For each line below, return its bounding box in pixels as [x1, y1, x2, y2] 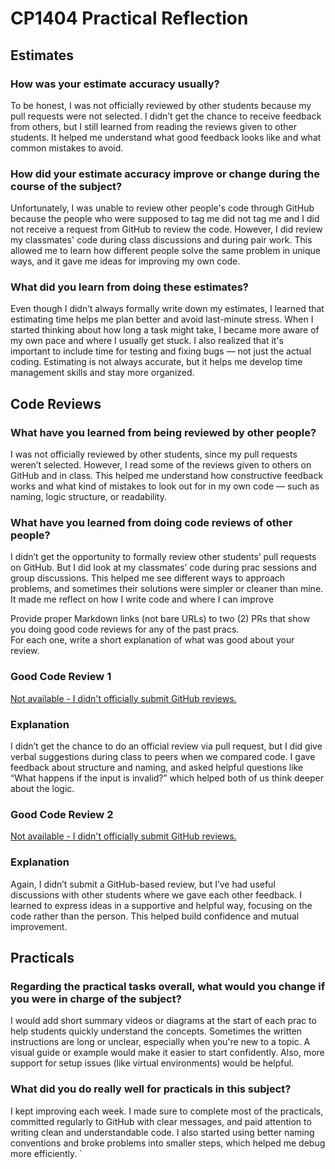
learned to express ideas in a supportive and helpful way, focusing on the [10, 899, 313, 911]
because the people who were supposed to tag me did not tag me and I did [10, 213, 320, 225]
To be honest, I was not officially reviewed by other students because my [10, 99, 312, 111]
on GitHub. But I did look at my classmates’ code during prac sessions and [10, 562, 317, 574]
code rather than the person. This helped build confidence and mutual [10, 910, 300, 922]
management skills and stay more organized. [10, 367, 195, 379]
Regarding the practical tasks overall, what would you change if [10, 979, 326, 993]
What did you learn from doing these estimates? [10, 280, 249, 294]
